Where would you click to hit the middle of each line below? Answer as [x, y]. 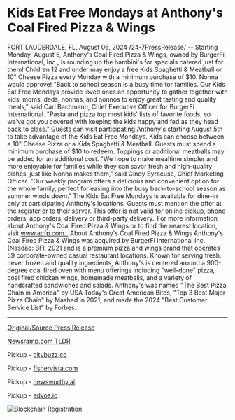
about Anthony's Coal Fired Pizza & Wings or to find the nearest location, [113, 225]
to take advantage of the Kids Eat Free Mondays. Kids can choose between [116, 136]
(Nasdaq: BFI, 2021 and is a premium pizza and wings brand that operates [114, 248]
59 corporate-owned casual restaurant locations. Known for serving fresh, [114, 255]
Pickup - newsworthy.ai [41, 381]
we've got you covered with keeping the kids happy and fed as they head [113, 121]
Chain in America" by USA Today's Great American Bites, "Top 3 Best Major [116, 293]
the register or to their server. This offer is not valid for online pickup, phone [116, 211]
